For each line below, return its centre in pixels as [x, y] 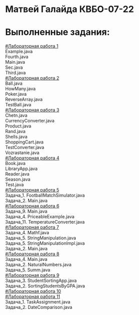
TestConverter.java [25, 147]
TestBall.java [18, 105]
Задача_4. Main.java [26, 259]
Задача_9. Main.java [26, 211]
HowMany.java [21, 89]
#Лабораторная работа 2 [32, 78]
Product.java [18, 126]
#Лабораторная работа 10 [33, 291]
